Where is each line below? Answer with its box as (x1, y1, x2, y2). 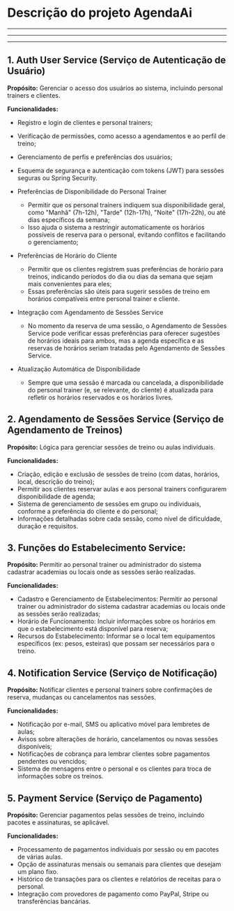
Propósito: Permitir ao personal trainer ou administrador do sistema (7, 561, 202, 569)
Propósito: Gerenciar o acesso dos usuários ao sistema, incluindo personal (7, 84, 224, 92)
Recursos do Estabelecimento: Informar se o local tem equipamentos (17, 632, 216, 640)
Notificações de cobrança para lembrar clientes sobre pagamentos (17, 750, 210, 758)
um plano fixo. (17, 868, 59, 875)
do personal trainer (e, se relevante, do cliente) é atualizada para (27, 385, 214, 394)
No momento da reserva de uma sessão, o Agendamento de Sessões (27, 321, 227, 329)
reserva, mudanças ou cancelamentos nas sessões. (7, 693, 157, 702)
